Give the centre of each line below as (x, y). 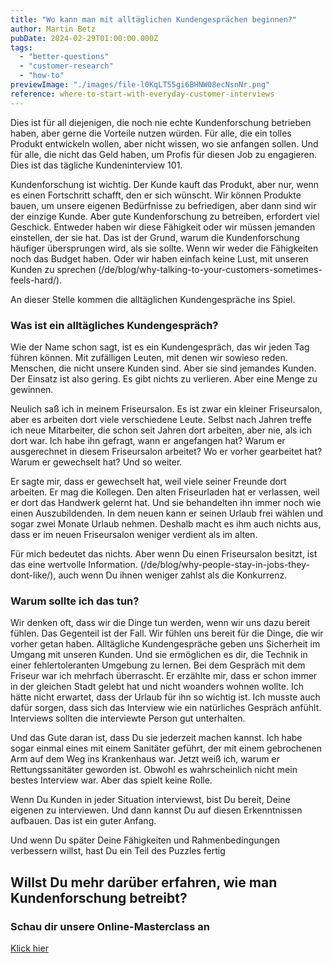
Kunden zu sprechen (53, 269)
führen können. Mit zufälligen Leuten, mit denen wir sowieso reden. (149, 357)
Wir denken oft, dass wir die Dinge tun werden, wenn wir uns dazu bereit (160, 623)
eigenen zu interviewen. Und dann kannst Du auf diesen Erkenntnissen (156, 810)
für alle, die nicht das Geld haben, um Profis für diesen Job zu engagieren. (164, 154)
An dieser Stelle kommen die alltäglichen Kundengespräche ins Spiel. (153, 299)
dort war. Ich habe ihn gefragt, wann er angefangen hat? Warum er (148, 440)
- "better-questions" (64, 57)
